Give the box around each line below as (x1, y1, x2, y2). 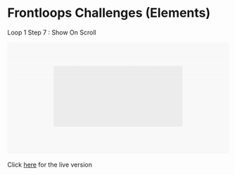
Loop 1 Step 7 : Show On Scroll (7, 28, 96, 37)
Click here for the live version (7, 160, 93, 169)
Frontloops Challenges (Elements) (7, 5, 211, 21)
